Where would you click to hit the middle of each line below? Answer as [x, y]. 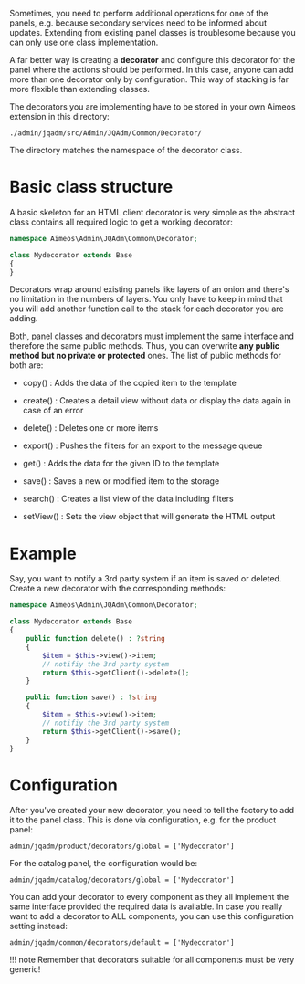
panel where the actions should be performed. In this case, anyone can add [152, 69]
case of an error [53, 411]
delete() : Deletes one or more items [90, 428]
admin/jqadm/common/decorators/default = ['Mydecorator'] [122, 943]
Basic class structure [91, 187]
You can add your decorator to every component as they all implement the [149, 897]
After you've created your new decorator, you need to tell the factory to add [152, 811]
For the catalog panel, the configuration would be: [104, 864]
